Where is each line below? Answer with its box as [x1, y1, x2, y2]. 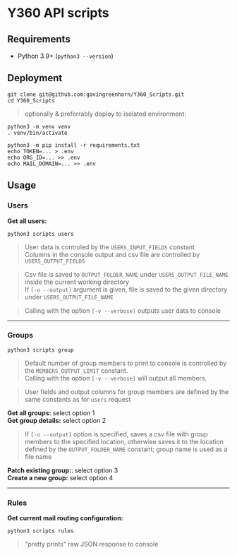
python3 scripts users [7, 230, 74, 237]
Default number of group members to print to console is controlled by [24, 359, 227, 367]
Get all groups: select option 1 [7, 408, 95, 417]
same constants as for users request [24, 395, 131, 403]
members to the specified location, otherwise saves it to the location [24, 437, 224, 446]
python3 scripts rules [7, 527, 74, 535]
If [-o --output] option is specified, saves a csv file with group [24, 429, 208, 438]
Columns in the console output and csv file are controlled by [24, 250, 200, 258]
